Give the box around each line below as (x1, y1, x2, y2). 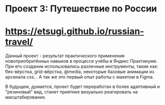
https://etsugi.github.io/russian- (5, 26, 144, 37)
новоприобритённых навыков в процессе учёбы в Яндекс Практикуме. (5, 58, 158, 64)
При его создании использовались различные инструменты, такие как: (5, 63, 158, 70)
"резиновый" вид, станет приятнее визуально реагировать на (5, 89, 138, 95)
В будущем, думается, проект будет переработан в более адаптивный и (5, 84, 160, 90)
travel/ (5, 36, 33, 48)
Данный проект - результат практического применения (5, 53, 125, 59)
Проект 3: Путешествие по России (5, 3, 157, 14)
